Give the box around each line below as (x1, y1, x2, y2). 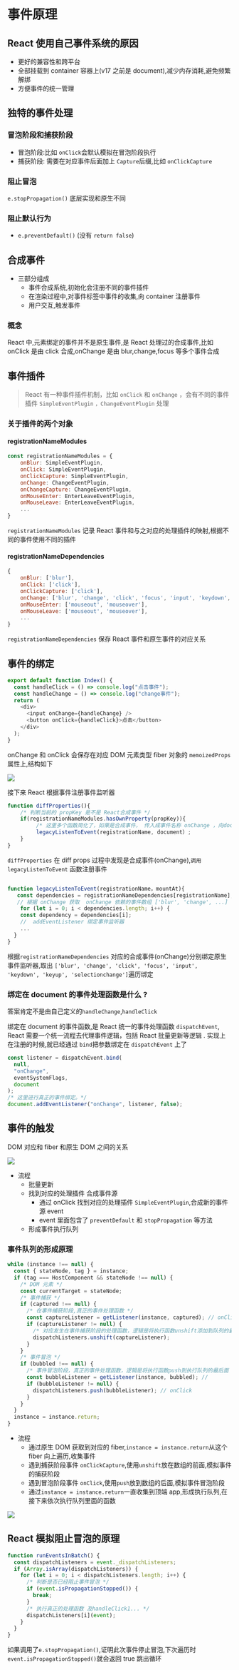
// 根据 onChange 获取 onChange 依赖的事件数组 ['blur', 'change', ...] (16, 899, 228, 906)
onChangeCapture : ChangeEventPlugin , (20, 486, 132, 493)
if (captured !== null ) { (20, 1300, 97, 1308)
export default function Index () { (7, 677, 113, 684)
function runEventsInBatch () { (7, 1552, 100, 1559)
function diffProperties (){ (7, 802, 91, 809)
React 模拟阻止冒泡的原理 (7, 1532, 120, 1545)
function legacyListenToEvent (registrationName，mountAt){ (7, 885, 185, 892)
